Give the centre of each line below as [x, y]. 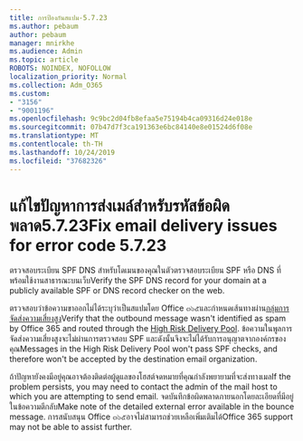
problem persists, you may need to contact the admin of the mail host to [143, 387]
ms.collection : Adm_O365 [56, 85]
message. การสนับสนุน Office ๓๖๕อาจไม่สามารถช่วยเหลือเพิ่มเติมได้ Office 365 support [151, 417]
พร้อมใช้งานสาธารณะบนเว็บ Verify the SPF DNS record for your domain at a [138, 281]
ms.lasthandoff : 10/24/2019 [62, 152]
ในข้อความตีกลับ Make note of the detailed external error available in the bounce [152, 407]
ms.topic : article [44, 60]
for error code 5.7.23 [88, 245]
